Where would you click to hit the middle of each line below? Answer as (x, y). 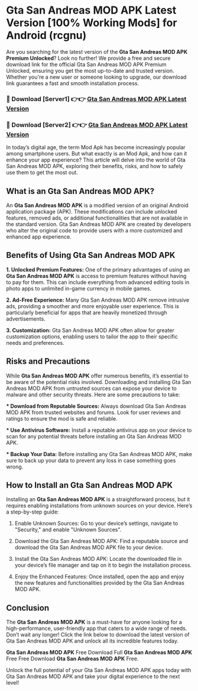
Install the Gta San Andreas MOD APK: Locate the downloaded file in (98, 559)
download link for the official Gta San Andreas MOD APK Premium (86, 64)
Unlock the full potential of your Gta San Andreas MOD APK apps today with (99, 670)
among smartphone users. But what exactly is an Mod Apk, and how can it (97, 154)
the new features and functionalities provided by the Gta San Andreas (100, 583)
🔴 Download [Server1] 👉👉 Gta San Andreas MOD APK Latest (96, 99)
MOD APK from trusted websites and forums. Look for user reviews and (93, 412)
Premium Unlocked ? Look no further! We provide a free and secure (88, 58)
